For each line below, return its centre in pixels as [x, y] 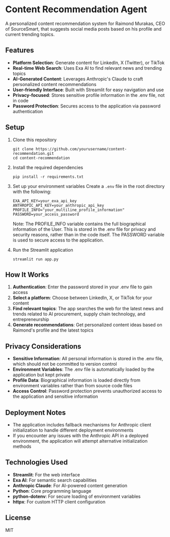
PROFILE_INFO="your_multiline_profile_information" [68, 210]
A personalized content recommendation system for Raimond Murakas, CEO [85, 23]
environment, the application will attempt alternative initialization [80, 441]
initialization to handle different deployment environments [73, 430]
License [18, 518]
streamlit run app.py [35, 259]
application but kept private [41, 375]
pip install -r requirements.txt [48, 177]
